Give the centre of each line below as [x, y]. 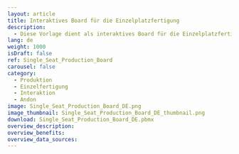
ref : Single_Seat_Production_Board [60, 60]
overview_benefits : [36, 133]
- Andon [25, 100]
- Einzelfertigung [41, 87]
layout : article [31, 14]
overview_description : [41, 126]
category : [22, 73]
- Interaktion [34, 93]
